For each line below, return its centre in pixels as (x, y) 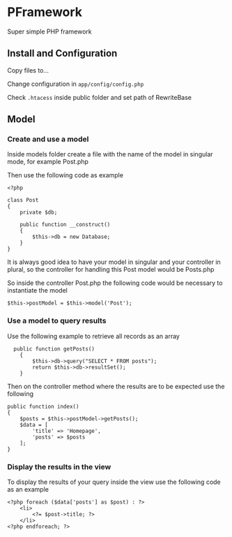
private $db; (39, 213)
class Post (23, 200)
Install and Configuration (62, 53)
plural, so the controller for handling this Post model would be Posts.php (111, 270)
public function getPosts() (54, 349)
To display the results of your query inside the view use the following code (114, 482)
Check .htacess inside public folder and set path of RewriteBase (100, 97)
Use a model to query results (57, 321)
